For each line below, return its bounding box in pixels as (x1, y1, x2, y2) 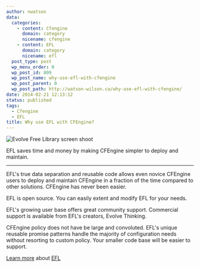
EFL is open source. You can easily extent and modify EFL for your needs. (6, 194, 187, 202)
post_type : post (11, 58, 52, 64)
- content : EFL (17, 42, 55, 48)
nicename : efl (21, 53, 58, 59)
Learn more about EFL (6, 255, 61, 262)
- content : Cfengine (17, 25, 68, 32)
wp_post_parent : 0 (11, 81, 58, 87)
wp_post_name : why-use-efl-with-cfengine (11, 75, 116, 81)
